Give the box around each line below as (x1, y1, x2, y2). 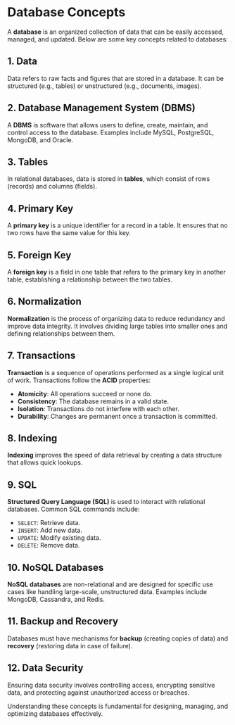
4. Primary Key (7, 202, 74, 215)
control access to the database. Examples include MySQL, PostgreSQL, (7, 128, 215, 137)
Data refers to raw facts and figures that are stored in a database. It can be (7, 74, 224, 82)
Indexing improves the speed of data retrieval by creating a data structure (7, 451, 222, 460)
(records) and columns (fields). (7, 182, 97, 191)
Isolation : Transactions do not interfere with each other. (17, 404, 179, 412)
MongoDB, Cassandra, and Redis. (7, 595, 106, 604)
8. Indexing (7, 432, 58, 444)
